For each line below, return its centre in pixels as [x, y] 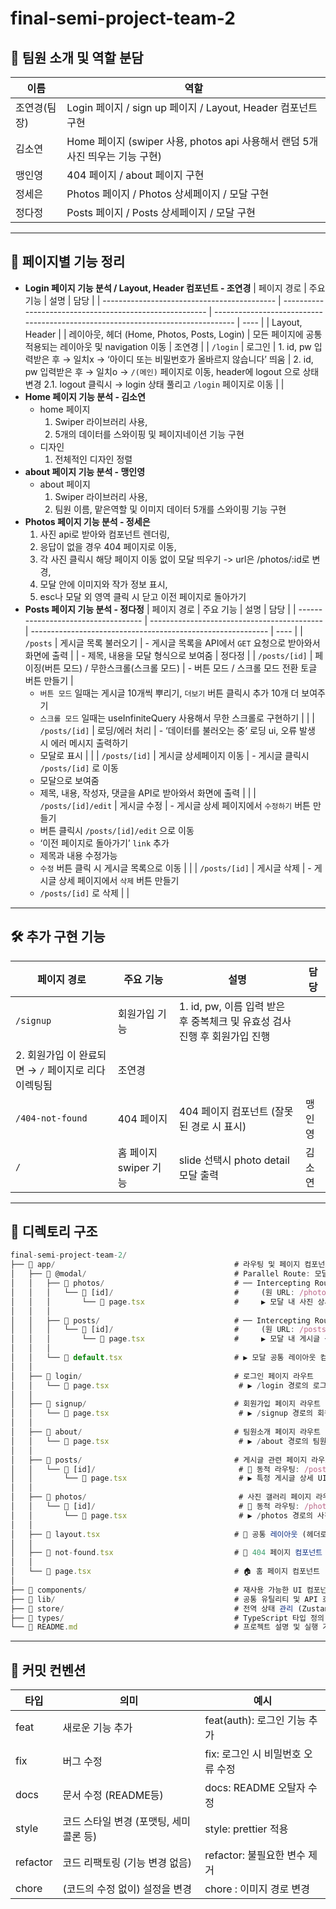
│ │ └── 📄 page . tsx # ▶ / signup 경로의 [161, 1413]
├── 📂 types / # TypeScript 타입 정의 [167, 1618]
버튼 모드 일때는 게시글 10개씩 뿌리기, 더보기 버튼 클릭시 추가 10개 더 [169, 693]
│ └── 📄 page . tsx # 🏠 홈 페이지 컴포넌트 [165, 1572]
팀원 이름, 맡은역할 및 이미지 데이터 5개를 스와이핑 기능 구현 [170, 509]
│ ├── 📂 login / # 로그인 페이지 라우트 [162, 1376]
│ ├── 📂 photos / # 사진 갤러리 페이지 [161, 1497]
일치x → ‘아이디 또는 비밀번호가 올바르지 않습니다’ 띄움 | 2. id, [193, 359]
